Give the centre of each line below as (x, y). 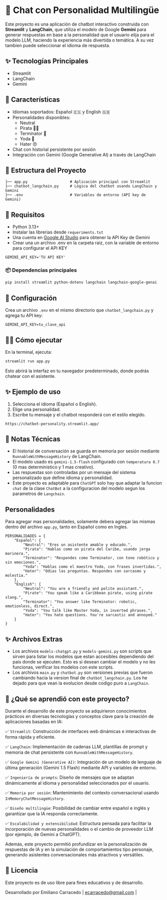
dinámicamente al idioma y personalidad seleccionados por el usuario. (78, 783)
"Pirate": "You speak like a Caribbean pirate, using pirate (88, 593)
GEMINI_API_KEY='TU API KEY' (35, 258)
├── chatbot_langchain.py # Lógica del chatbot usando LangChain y (81, 186)
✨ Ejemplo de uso (33, 392)
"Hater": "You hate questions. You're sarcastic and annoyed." (90, 615)
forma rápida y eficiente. (30, 737)
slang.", (14, 598)
